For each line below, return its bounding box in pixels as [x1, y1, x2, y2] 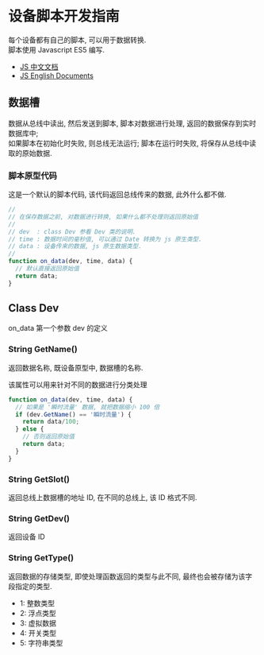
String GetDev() [8, 513, 70, 524]
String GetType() [8, 552, 74, 564]
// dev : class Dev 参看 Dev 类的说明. [8, 227, 136, 235]
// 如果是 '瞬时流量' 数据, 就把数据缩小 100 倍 [15, 403, 160, 411]
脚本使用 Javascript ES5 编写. [8, 45, 105, 54]
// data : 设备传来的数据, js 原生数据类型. [8, 242, 143, 250]
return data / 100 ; [22, 418, 80, 426]
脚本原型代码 [8, 170, 58, 181]
